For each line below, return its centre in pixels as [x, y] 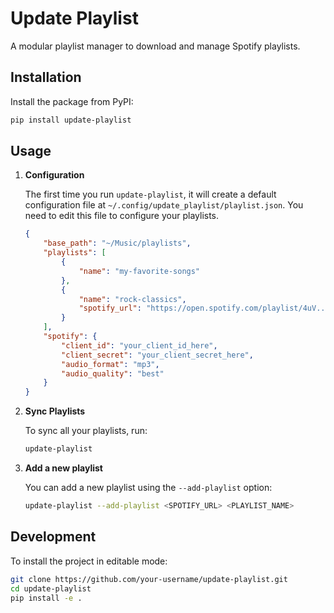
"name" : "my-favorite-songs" [139, 271]
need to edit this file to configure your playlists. [122, 216]
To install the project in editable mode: [89, 561]
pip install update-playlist [71, 120]
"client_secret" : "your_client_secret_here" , [157, 355]
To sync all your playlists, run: [86, 431]
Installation [46, 77]
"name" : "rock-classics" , [132, 299]
